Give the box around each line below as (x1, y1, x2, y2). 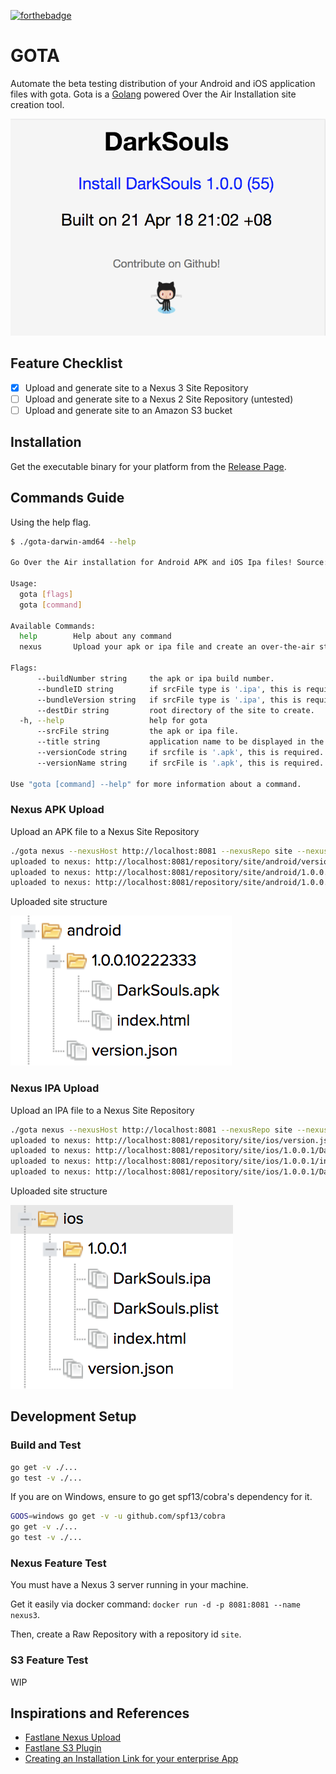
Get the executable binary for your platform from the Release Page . (10, 460, 287, 472)
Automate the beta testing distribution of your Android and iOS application (10, 77, 316, 89)
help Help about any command (19, 631, 172, 642)
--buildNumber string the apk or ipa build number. (36, 673, 275, 684)
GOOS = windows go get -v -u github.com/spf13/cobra (10, 1511, 226, 1522)
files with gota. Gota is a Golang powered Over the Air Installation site (10, 88, 297, 100)
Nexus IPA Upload (10, 1081, 100, 1095)
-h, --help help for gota (19, 716, 208, 726)
